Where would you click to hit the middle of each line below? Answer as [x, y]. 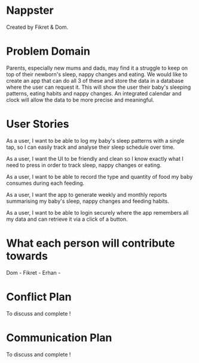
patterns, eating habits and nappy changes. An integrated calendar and [94, 93]
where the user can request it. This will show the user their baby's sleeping [99, 87]
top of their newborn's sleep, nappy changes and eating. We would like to [97, 74]
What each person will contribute [91, 243]
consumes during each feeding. [45, 183]
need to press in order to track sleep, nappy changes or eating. [84, 165]
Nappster [30, 10]
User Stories [38, 124]
